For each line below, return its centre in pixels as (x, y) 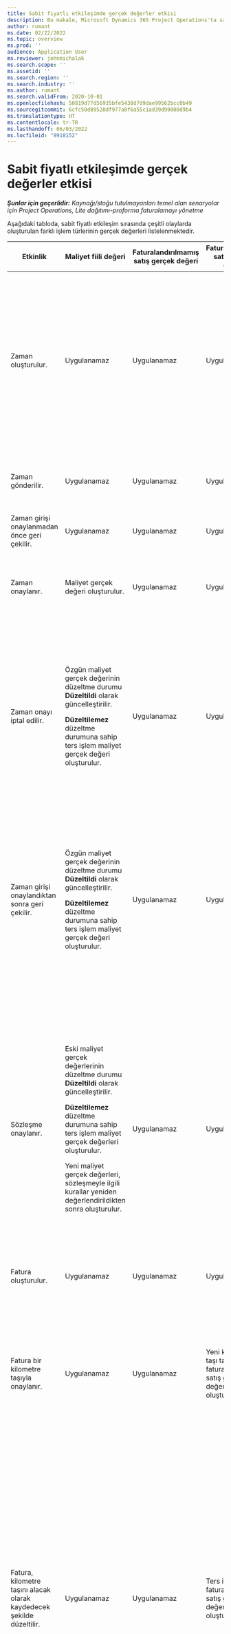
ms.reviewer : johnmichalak (46, 59)
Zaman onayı (32, 712)
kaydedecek (30, 1607)
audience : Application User (47, 52)
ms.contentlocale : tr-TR (43, 122)
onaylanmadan (34, 527)
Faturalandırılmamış (166, 252)
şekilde (22, 1615)
